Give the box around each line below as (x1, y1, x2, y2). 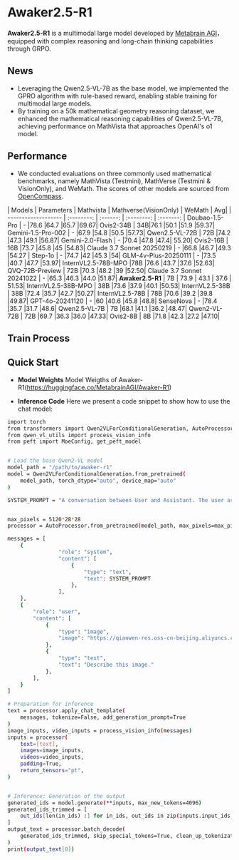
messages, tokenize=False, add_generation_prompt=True (20, 714, 186, 721)
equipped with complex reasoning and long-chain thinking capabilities (7, 36, 213, 45)
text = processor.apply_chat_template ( (7, 707, 126, 715)
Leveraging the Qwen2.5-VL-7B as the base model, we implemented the (17, 83, 229, 93)
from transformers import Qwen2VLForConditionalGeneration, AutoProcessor (7, 425, 234, 432)
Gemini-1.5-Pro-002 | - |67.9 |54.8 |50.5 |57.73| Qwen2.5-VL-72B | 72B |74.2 (7, 228, 231, 237)
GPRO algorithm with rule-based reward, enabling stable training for (17, 91, 217, 100)
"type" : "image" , (58, 628, 110, 635)
